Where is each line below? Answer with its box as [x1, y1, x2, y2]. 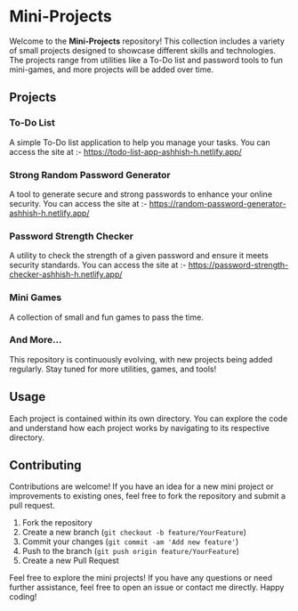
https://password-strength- [188, 260, 289, 271]
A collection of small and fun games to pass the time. [9, 312, 205, 322]
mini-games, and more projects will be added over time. [9, 64, 214, 75]
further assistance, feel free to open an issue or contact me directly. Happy [9, 582, 285, 593]
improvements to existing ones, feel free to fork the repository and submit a [9, 491, 286, 501]
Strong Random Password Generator [9, 168, 171, 181]
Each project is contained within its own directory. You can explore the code [9, 412, 288, 424]
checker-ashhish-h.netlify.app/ [9, 269, 123, 280]
